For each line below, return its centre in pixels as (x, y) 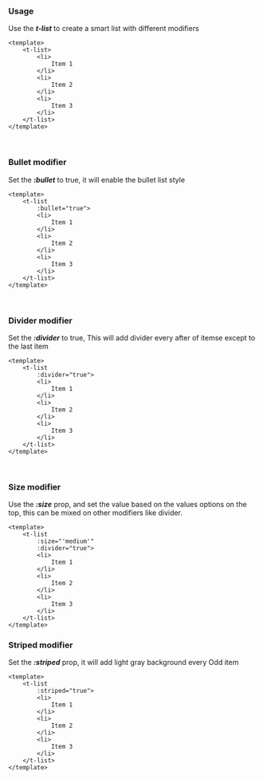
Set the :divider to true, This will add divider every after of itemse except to (132, 337)
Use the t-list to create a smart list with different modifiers (104, 29)
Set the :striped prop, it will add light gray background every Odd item (124, 663)
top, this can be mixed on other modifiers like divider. (96, 513)
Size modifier (35, 486)
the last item (29, 346)
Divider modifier (41, 321)
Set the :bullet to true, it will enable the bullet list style (97, 179)
